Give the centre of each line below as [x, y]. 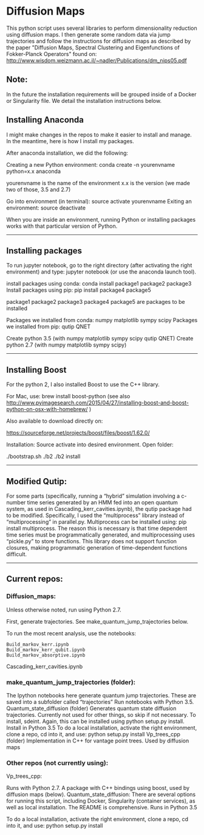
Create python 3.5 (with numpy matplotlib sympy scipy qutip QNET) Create [100, 339]
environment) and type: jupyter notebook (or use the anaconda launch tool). [101, 272]
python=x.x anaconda [34, 171]
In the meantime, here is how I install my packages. [70, 141]
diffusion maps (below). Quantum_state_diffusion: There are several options [101, 794]
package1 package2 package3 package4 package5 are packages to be [96, 302]
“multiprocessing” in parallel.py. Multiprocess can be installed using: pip [97, 522]
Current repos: [35, 579]
